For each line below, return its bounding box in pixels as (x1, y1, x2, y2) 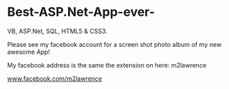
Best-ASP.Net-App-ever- (7, 4, 155, 20)
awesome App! (7, 48, 51, 56)
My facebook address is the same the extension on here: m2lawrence (7, 61, 207, 69)
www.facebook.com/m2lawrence (7, 74, 103, 83)
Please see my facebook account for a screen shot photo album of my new (7, 40, 222, 48)
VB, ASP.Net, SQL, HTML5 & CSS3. (7, 27, 108, 35)
